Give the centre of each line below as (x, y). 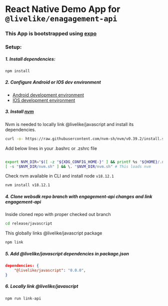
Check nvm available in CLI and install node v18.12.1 (59, 176)
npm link (14, 242)
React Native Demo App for (63, 9)
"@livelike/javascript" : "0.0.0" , (50, 270)
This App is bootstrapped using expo (51, 33)
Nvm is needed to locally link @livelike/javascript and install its (69, 124)
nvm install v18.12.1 (28, 185)
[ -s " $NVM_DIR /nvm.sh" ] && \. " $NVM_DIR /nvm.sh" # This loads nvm (78, 166)
